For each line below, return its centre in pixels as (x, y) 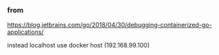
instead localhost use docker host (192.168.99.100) (78, 45)
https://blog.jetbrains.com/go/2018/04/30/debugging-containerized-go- (109, 25)
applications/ (25, 32)
